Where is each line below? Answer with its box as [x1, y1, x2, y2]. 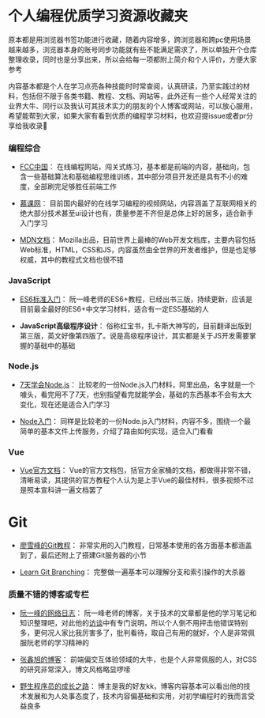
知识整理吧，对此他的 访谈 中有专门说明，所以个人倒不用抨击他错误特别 [19, 618, 248, 628]
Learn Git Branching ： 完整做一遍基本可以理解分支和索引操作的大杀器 [19, 567, 246, 577]
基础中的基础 [33, 341, 76, 350]
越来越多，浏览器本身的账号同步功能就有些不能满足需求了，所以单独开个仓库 [8, 44, 257, 54]
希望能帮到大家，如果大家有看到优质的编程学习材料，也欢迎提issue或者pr [8, 111, 247, 120]
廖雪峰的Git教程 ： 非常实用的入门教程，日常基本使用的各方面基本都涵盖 [19, 541, 252, 550]
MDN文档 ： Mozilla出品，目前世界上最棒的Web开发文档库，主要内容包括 [19, 235, 256, 245]
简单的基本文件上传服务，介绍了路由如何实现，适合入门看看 [19, 426, 214, 436]
